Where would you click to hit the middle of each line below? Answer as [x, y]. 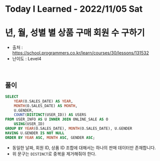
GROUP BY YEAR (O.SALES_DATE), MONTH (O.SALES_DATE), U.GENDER [69, 129]
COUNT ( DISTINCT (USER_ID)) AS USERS [50, 115]
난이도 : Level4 [27, 59]
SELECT [12, 96]
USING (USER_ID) [29, 124]
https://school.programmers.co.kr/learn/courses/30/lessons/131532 [80, 53]
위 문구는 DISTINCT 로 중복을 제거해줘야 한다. [54, 154]
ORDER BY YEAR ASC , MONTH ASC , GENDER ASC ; [50, 138]
